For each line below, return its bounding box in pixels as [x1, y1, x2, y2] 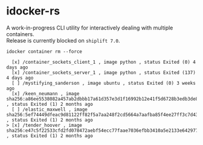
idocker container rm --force [6, 48, 83, 55]
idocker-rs [6, 4, 60, 18]
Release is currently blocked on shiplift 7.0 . [6, 37, 120, 44]
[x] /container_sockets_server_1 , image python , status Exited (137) [11, 69, 196, 76]
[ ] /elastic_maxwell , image [11, 106, 88, 113]
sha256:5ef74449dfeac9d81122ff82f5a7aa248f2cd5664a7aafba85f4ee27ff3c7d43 [6, 111, 199, 118]
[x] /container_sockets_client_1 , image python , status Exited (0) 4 [11, 59, 196, 65]
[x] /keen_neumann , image [11, 90, 80, 97]
